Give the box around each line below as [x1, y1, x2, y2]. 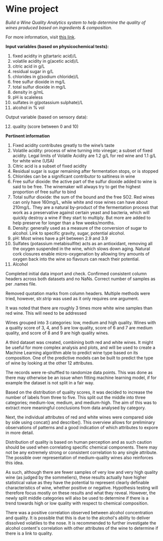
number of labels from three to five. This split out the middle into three [5, 394, 146, 400]
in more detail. [5, 430, 34, 435]
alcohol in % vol [12, 105, 45, 110]
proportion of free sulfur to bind [12, 189, 77, 195]
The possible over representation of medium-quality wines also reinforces [5, 454, 153, 460]
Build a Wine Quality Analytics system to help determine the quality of [5, 19, 146, 25]
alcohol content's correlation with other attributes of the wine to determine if [5, 525, 158, 531]
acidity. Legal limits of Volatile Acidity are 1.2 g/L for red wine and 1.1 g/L [12, 152, 157, 159]
